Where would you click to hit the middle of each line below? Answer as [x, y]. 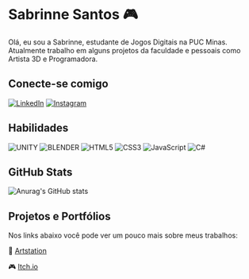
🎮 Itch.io [23, 267]
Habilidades [38, 128]
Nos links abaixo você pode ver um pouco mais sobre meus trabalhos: [123, 235]
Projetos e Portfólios [59, 216]
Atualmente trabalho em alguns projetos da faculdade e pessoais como [125, 50]
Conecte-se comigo [58, 84]
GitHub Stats [40, 172]
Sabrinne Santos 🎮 [73, 15]
